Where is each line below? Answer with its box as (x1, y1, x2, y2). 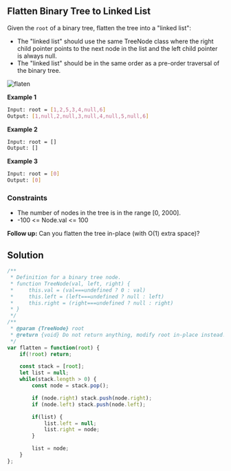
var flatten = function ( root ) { (7, 344, 100, 351)
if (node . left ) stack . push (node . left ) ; (32, 401, 146, 408)
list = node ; (32, 445, 69, 452)
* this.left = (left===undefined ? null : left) (10, 293, 165, 300)
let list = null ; (19, 369, 69, 377)
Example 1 (7, 93, 36, 101)
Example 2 (7, 125, 38, 133)
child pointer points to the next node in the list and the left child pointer (16, 44, 218, 52)
